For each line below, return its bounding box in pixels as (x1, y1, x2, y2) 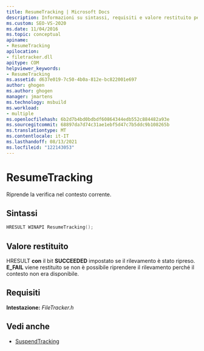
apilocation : (6, 49, 39, 55)
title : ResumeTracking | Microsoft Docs (6, 9, 110, 15)
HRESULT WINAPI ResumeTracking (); (6, 224, 94, 231)
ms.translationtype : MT (6, 128, 67, 134)
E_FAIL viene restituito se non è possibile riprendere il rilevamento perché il (6, 264, 194, 271)
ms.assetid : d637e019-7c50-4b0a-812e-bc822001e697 (6, 77, 137, 83)
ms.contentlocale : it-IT (6, 133, 69, 140)
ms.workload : (6, 104, 39, 111)
